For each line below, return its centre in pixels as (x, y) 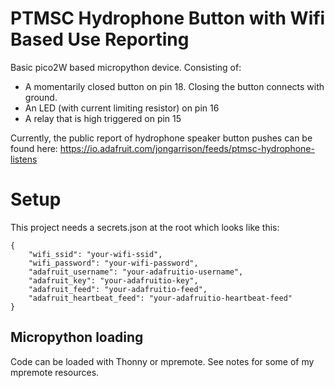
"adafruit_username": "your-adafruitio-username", (136, 272)
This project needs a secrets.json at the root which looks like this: (145, 227)
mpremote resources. (55, 372)
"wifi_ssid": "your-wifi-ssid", (95, 254)
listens (24, 159)
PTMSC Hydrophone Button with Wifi (168, 18)
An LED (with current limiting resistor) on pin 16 (122, 108)
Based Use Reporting (100, 39)
